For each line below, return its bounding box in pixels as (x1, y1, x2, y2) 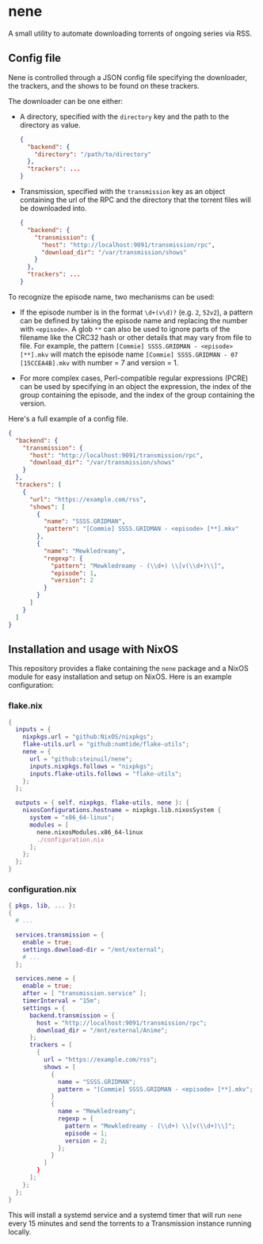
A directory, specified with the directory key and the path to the (19, 112, 230, 121)
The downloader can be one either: (8, 96, 124, 105)
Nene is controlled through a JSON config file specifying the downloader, (8, 72, 248, 82)
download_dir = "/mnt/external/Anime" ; (36, 1026, 169, 1034)
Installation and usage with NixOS (8, 643, 178, 656)
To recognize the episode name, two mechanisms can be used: (8, 292, 215, 301)
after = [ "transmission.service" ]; (22, 990, 147, 998)
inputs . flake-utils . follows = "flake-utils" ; (29, 769, 182, 778)
